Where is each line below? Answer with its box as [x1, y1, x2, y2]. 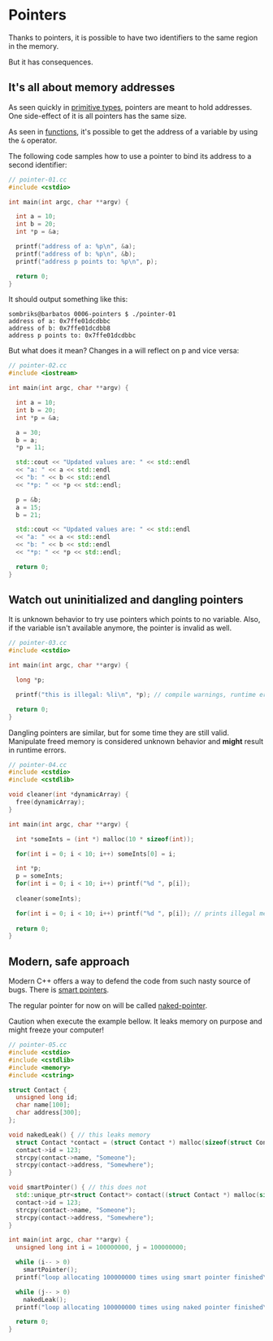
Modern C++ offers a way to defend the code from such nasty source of [8, 976, 251, 986]
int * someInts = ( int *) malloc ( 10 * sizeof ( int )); [15, 835, 195, 844]
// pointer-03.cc [8, 639, 67, 647]
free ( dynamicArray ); [15, 798, 85, 807]
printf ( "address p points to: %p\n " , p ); [15, 257, 158, 265]
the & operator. [8, 135, 58, 145]
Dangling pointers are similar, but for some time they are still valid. [8, 727, 230, 738]
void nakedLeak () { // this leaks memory [8, 1130, 151, 1139]
